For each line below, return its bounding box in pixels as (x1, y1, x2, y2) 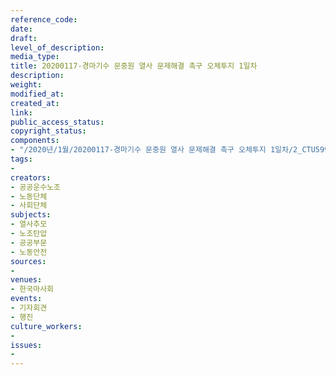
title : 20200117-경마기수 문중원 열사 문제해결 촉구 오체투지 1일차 (10, 61, 258, 71)
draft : (10, 33, 38, 43)
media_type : (10, 52, 60, 62)
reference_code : (10, 14, 78, 25)
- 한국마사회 (10, 284, 55, 295)
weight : (10, 80, 43, 90)
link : (10, 107, 33, 118)
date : (10, 24, 33, 34)
